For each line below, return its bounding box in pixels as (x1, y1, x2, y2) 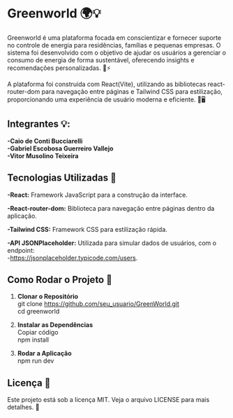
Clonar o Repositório (17, 292, 79, 301)
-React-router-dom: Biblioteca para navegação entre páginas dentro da (7, 204, 215, 212)
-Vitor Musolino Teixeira (7, 151, 79, 160)
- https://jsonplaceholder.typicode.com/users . (7, 253, 138, 262)
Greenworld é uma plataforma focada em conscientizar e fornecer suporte (7, 33, 222, 42)
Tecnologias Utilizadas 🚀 (7, 172, 116, 184)
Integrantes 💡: (7, 118, 71, 130)
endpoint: (7, 246, 35, 254)
